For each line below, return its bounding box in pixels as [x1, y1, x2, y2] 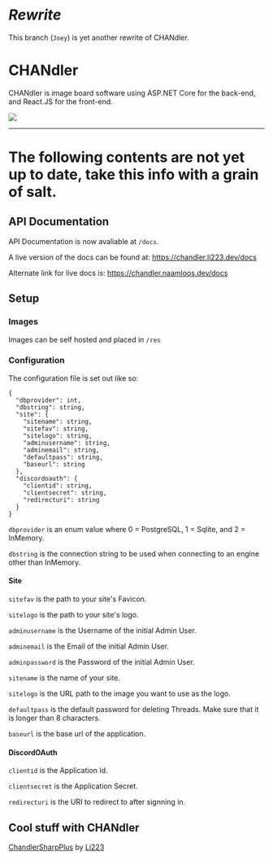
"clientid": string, [23, 482, 93, 490]
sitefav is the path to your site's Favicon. [8, 594, 147, 604]
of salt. [8, 183, 57, 201]
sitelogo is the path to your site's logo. [8, 610, 140, 620]
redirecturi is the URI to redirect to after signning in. [8, 797, 186, 807]
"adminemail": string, [23, 446, 100, 454]
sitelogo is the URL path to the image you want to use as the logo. [8, 689, 232, 699]
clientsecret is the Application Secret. [8, 781, 138, 791]
